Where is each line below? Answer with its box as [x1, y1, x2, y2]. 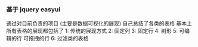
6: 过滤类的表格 [50, 35, 89, 42]
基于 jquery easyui [6, 5, 61, 13]
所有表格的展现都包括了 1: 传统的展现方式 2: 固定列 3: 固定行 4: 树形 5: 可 [6, 27, 185, 35]
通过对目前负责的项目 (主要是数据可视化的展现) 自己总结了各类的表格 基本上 [6, 20, 193, 27]
